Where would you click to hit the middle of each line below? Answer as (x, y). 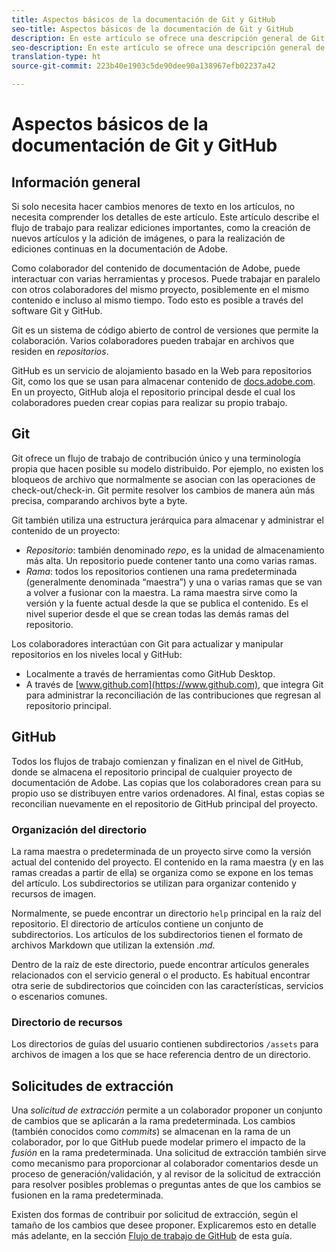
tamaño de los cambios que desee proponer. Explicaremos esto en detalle (164, 1225)
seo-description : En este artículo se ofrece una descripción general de (168, 47)
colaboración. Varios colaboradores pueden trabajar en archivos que (153, 340)
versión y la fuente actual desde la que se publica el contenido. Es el (167, 603)
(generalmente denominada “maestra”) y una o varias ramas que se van (174, 582)
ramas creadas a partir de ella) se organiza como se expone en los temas (162, 872)
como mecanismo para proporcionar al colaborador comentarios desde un (165, 1163)
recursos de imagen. (54, 893)
